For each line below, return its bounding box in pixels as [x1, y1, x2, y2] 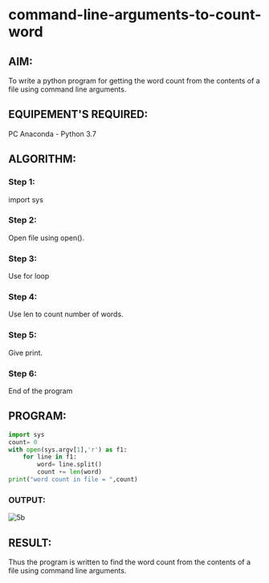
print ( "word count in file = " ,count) [8, 475, 138, 483]
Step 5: [8, 329, 38, 340]
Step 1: [8, 177, 35, 188]
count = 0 [8, 438, 38, 446]
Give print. [8, 348, 43, 357]
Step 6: [8, 368, 38, 379]
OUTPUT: [8, 494, 46, 505]
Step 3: [8, 253, 38, 264]
